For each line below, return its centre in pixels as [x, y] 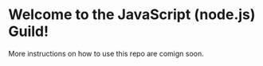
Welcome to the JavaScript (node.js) [132, 15]
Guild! [29, 31]
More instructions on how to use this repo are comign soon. [106, 53]
